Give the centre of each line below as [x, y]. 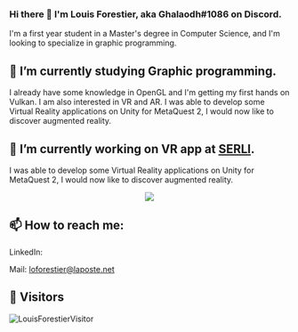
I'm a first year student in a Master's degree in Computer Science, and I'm [145, 34]
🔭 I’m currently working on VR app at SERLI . [132, 149]
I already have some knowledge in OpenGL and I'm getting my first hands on [149, 93]
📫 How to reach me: [67, 226]
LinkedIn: [26, 252]
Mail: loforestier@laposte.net [62, 269]
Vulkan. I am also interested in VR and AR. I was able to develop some [137, 102]
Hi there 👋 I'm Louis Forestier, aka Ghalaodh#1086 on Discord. [145, 14]
